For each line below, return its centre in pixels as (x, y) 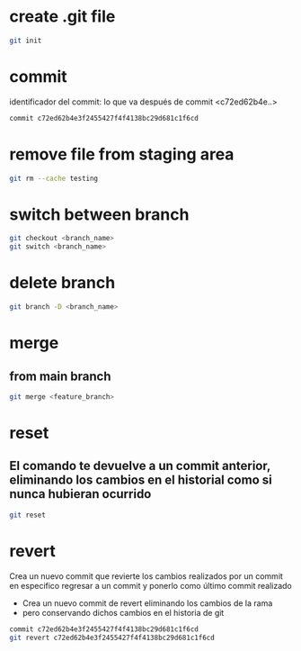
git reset (28, 515)
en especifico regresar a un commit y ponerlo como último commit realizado (150, 585)
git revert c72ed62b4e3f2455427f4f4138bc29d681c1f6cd (112, 637)
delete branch (62, 283)
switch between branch (99, 214)
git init (26, 41)
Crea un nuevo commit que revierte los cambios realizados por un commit (146, 576)
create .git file (62, 17)
